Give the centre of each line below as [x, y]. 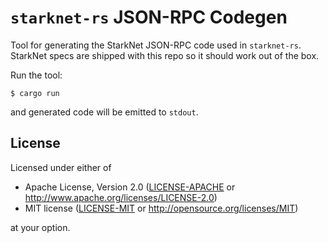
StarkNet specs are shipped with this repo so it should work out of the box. [165, 55]
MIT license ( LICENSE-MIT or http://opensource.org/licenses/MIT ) [161, 208]
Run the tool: [36, 75]
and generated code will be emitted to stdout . [104, 112]
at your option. [40, 227]
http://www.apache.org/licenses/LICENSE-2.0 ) [121, 197]
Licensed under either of [61, 167]
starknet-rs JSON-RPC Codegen [149, 17]
